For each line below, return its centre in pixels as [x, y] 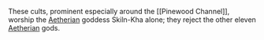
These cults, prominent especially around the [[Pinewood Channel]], [119, 11]
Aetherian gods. [34, 28]
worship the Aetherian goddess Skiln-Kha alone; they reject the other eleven [132, 20]
